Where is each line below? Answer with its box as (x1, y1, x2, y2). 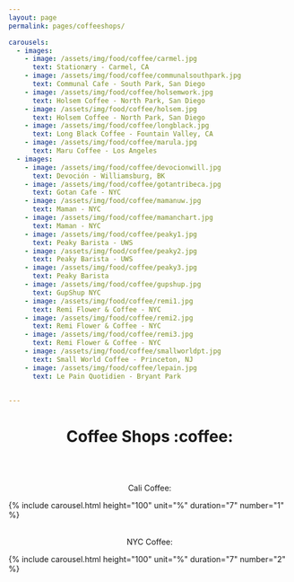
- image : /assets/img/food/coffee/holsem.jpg (24, 104, 198, 113)
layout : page (8, 13, 57, 22)
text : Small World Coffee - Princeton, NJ (31, 355, 194, 364)
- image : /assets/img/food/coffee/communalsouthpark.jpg (24, 71, 242, 81)
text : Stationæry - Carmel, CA (31, 63, 150, 72)
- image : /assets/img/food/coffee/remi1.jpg (24, 296, 194, 305)
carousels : (8, 38, 49, 47)
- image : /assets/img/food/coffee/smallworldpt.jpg (24, 347, 221, 356)
